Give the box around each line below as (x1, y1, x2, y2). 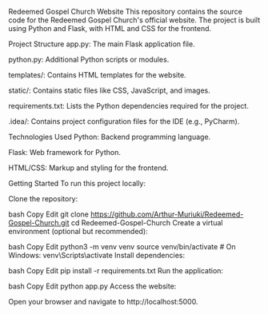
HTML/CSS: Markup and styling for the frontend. (8, 163, 169, 173)
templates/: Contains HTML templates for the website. (8, 70, 186, 79)
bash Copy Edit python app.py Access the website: (8, 281, 177, 291)
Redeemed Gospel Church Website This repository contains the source (8, 7, 242, 16)
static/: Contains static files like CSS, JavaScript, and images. (8, 85, 210, 95)
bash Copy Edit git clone (8, 209, 90, 219)
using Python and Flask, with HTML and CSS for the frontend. (8, 24, 212, 33)
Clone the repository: (8, 194, 78, 203)
